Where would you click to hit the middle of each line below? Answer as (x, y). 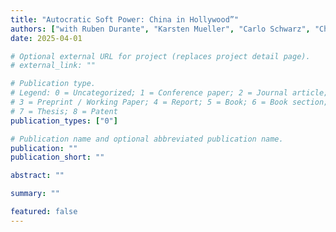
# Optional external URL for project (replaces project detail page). (160, 56)
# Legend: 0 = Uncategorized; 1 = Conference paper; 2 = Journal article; (169, 93)
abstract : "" (37, 176)
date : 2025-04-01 (46, 38)
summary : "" (35, 194)
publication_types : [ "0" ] (64, 121)
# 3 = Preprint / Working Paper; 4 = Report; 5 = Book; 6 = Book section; (169, 102)
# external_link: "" (53, 66)
